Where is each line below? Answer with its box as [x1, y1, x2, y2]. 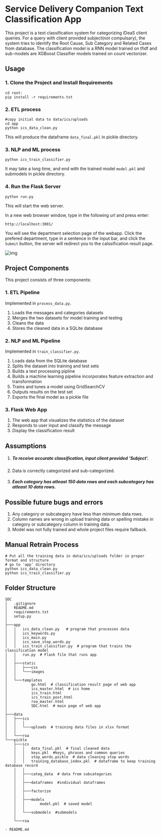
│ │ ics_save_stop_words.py [5, 639, 71, 644]
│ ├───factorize [14, 788, 51, 794]
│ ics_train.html [5, 690, 62, 695]
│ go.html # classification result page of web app [5, 682, 136, 687]
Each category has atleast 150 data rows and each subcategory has [12, 479, 154, 485]
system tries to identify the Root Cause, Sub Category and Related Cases [5, 40, 152, 46]
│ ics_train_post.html [5, 695, 73, 700]
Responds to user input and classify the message [12, 422, 111, 428]
